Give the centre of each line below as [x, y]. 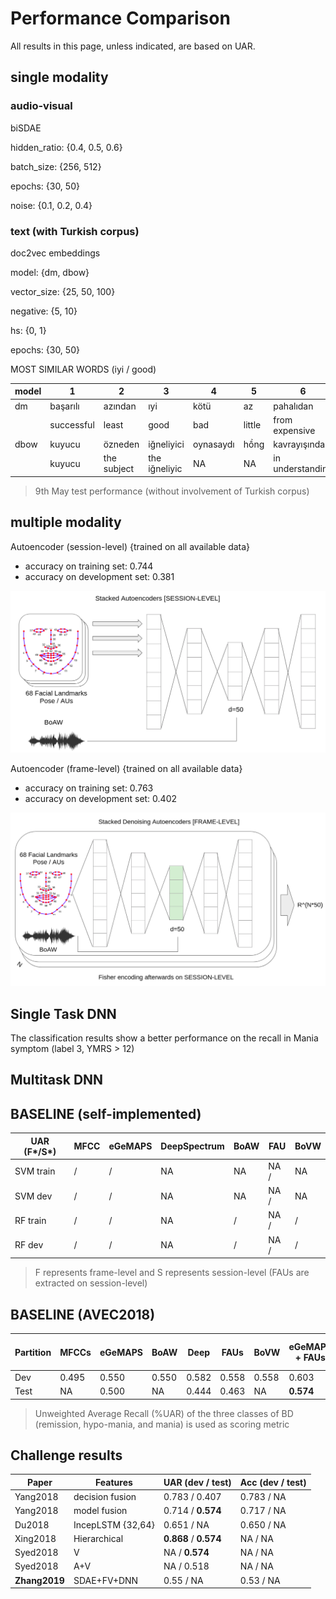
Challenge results [66, 1455]
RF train [30, 1220]
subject [119, 469]
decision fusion [105, 1497]
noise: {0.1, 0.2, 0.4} [51, 205]
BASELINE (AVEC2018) [83, 1314]
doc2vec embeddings [55, 253]
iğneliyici [166, 444]
